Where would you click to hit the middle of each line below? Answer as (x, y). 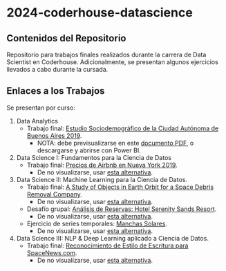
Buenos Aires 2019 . (54, 135)
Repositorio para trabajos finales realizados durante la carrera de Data (106, 54)
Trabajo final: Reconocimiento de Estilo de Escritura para (107, 245)
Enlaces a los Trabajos (56, 91)
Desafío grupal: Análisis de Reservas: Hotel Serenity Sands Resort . (122, 209)
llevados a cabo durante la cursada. (57, 69)
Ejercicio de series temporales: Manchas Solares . (97, 223)
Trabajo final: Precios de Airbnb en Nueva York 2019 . (102, 165)
